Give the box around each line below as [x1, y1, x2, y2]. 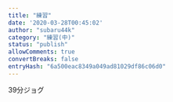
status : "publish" [8, 41, 68, 49]
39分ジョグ [8, 85, 45, 94]
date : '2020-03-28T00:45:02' [8, 19, 103, 27]
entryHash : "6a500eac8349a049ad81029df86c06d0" [8, 63, 167, 71]
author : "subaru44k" [8, 26, 76, 34]
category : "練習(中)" [8, 33, 75, 42]
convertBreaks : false [8, 56, 79, 64]
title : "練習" [8, 11, 52, 20]
